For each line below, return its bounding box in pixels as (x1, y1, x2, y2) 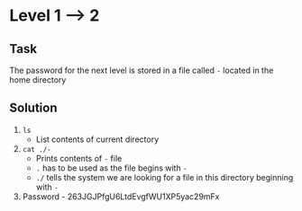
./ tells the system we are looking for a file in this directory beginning (35, 171, 294, 182)
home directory (9, 75, 67, 85)
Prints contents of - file (35, 153, 123, 163)
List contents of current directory (35, 134, 160, 145)
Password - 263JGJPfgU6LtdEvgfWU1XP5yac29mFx (22, 190, 220, 202)
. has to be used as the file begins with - (35, 163, 188, 173)
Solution (9, 101, 58, 116)
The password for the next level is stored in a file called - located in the (9, 65, 274, 75)
